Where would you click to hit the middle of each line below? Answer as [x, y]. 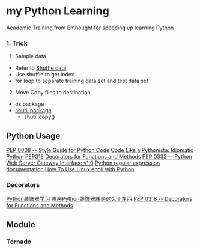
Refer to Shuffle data [41, 68]
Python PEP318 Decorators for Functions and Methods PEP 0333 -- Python [99, 157]
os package [29, 104]
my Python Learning [58, 11]
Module [21, 224]
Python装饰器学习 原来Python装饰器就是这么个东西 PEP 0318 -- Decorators [99, 199]
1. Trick [17, 43]
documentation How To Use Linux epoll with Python [70, 169]
